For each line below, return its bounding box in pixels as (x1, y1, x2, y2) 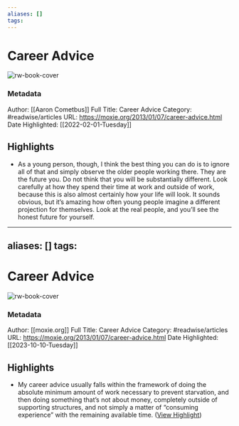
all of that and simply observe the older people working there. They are (17, 167, 226, 176)
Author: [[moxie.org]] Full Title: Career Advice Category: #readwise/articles (7, 326, 228, 334)
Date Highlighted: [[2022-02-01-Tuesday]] (7, 120, 132, 129)
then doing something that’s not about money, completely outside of (17, 395, 218, 404)
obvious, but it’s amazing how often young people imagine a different (17, 197, 221, 206)
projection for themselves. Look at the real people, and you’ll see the (17, 205, 219, 213)
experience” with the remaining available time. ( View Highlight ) (17, 410, 202, 419)
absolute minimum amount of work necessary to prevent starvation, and (17, 388, 229, 396)
